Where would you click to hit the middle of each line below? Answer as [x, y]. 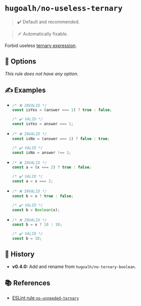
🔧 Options [20, 62]
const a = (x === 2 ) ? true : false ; [52, 167]
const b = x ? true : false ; [43, 196]
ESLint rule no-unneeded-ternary [45, 298]
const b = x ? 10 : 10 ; [37, 225]
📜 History [20, 254]
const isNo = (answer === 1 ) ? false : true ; [61, 139]
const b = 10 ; [27, 239]
